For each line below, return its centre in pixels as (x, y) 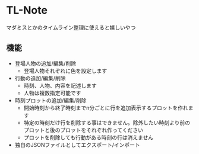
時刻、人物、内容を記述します (60, 85)
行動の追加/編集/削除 (40, 78)
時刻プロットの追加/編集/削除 (50, 100)
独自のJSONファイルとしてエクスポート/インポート (78, 145)
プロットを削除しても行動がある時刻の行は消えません (89, 137)
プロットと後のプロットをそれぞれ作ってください (83, 130)
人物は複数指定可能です (52, 93)
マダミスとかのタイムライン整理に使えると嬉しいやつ (71, 27)
